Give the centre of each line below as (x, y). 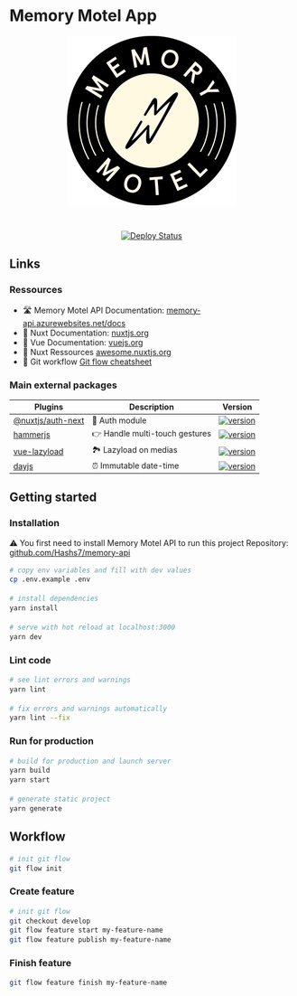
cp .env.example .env (50, 579)
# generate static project (60, 799)
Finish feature (41, 963)
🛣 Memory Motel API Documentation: (93, 310)
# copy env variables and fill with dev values (101, 570)
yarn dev (26, 637)
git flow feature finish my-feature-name (88, 983)
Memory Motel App (84, 16)
